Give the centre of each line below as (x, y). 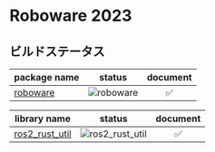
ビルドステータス (57, 51)
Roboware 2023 (71, 16)
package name (47, 77)
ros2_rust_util (43, 134)
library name (43, 119)
